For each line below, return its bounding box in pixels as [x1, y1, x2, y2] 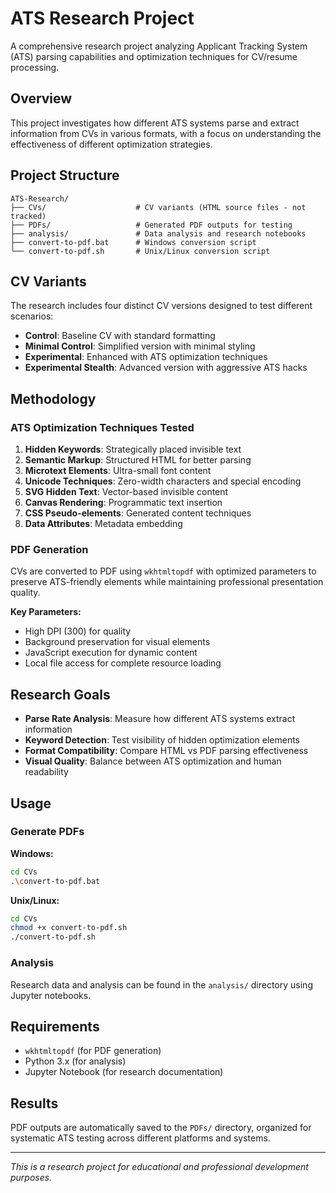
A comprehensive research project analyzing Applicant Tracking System [10, 40, 308, 52]
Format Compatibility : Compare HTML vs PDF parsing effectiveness [24, 745, 309, 757]
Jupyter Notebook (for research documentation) [24, 1066, 224, 1078]
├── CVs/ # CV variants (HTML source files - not [10, 202, 307, 212]
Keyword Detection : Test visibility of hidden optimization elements [24, 734, 301, 746]
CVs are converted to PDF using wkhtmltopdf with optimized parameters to [10, 565, 317, 577]
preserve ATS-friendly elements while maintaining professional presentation [10, 576, 324, 588]
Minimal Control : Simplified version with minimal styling [24, 340, 256, 352]
